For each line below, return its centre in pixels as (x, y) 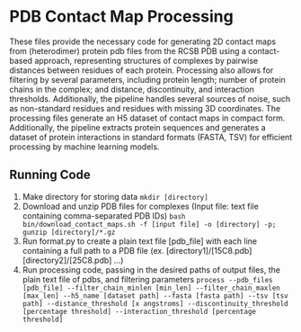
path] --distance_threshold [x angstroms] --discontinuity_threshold (155, 303)
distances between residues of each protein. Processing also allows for (142, 70)
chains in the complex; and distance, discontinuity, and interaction (132, 89)
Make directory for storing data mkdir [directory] (115, 196)
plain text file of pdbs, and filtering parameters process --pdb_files (147, 279)
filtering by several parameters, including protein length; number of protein (147, 79)
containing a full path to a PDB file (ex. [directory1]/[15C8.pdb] (137, 250)
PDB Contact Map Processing (121, 17)
